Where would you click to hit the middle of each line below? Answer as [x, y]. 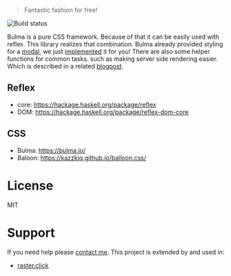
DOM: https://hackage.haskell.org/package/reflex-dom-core [103, 112]
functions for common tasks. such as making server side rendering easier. [113, 59]
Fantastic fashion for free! [61, 10]
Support [31, 233]
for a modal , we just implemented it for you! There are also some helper [109, 52]
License [30, 185]
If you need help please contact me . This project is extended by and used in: [116, 252]
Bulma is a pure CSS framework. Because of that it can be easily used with [113, 37]
